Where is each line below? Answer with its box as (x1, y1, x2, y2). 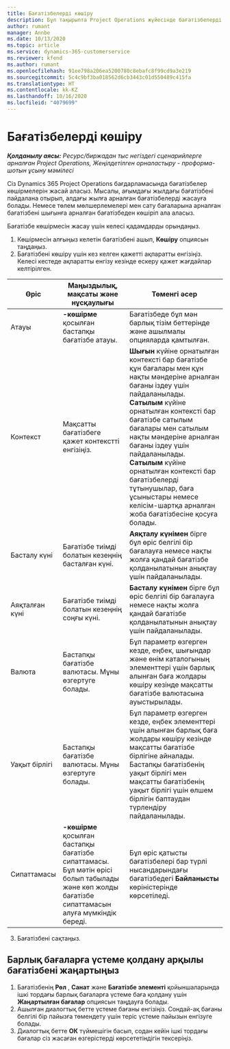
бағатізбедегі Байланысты (129, 873, 219, 883)
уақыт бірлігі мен (129, 768, 187, 777)
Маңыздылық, (67, 281, 118, 290)
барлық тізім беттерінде (129, 318, 210, 327)
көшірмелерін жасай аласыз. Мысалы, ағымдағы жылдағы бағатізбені (7, 187, 214, 195)
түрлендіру (129, 802, 167, 812)
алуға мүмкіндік (62, 908, 117, 917)
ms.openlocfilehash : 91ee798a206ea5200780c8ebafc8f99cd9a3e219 (7, 67, 192, 74)
